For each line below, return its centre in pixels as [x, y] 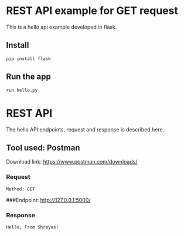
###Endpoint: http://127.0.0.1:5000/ [48, 200]
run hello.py [22, 90]
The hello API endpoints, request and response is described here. [85, 129]
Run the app [28, 77]
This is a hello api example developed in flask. [62, 27]
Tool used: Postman [43, 147]
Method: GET [21, 189]
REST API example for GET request [92, 11]
